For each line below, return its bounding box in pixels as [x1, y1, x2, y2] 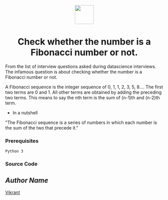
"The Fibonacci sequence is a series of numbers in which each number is [5, 119, 157, 125]
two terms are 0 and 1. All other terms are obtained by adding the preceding [5, 89, 162, 95]
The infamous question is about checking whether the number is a [5, 69, 142, 75]
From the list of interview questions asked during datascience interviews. [5, 63, 156, 70]
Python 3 [5, 149, 24, 154]
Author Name [5, 176, 49, 184]
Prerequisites [5, 137, 39, 144]
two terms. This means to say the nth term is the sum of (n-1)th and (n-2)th [5, 94, 160, 100]
